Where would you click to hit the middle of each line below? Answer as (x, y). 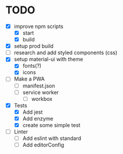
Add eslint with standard (52, 138)
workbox (42, 99)
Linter (21, 131)
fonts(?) (32, 66)
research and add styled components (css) (66, 52)
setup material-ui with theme (48, 60)
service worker (41, 92)
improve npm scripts (38, 26)
